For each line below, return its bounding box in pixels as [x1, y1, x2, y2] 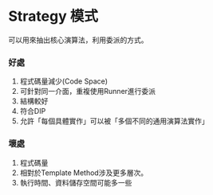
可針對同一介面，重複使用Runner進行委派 [19, 87, 156, 96]
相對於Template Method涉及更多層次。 [19, 168, 148, 177]
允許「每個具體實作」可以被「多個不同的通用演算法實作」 [19, 116, 209, 126]
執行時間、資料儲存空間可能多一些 [19, 177, 132, 187]
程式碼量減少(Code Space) [19, 76, 108, 86]
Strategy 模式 [8, 7, 98, 25]
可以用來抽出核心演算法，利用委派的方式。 [8, 35, 148, 45]
